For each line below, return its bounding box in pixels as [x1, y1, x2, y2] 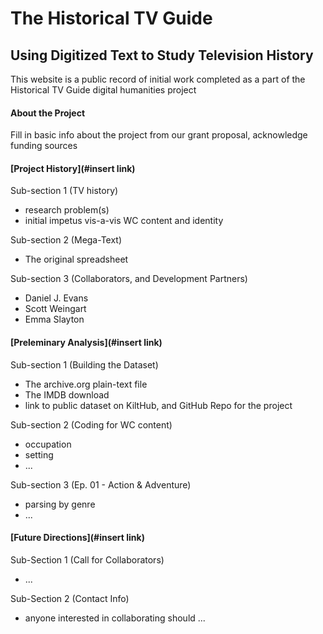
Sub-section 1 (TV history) [10, 185, 119, 197]
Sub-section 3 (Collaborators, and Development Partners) [10, 273, 248, 285]
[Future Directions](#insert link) [10, 532, 145, 544]
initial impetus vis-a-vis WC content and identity [24, 215, 224, 227]
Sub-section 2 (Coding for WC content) [10, 418, 173, 431]
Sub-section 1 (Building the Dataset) [10, 358, 159, 371]
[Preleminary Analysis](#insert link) [10, 337, 163, 348]
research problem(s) [24, 204, 110, 216]
